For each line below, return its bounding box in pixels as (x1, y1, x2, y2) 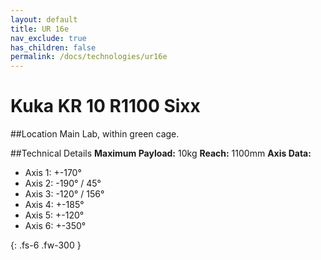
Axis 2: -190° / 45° (24, 177, 102, 190)
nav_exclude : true (10, 33, 87, 43)
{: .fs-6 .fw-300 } (10, 239, 82, 251)
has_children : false (10, 42, 97, 53)
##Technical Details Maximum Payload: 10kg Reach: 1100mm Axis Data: (10, 147, 312, 160)
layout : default (10, 14, 78, 25)
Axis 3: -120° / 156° (24, 188, 105, 200)
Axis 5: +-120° (24, 209, 85, 221)
